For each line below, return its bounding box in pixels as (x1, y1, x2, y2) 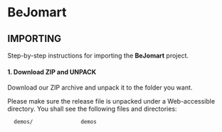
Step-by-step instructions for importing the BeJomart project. (7, 51, 189, 60)
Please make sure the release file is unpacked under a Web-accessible (7, 97, 216, 106)
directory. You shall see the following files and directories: (7, 104, 177, 114)
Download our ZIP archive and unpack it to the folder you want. (7, 83, 193, 92)
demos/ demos (14, 119, 97, 126)
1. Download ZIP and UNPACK (7, 67, 97, 76)
